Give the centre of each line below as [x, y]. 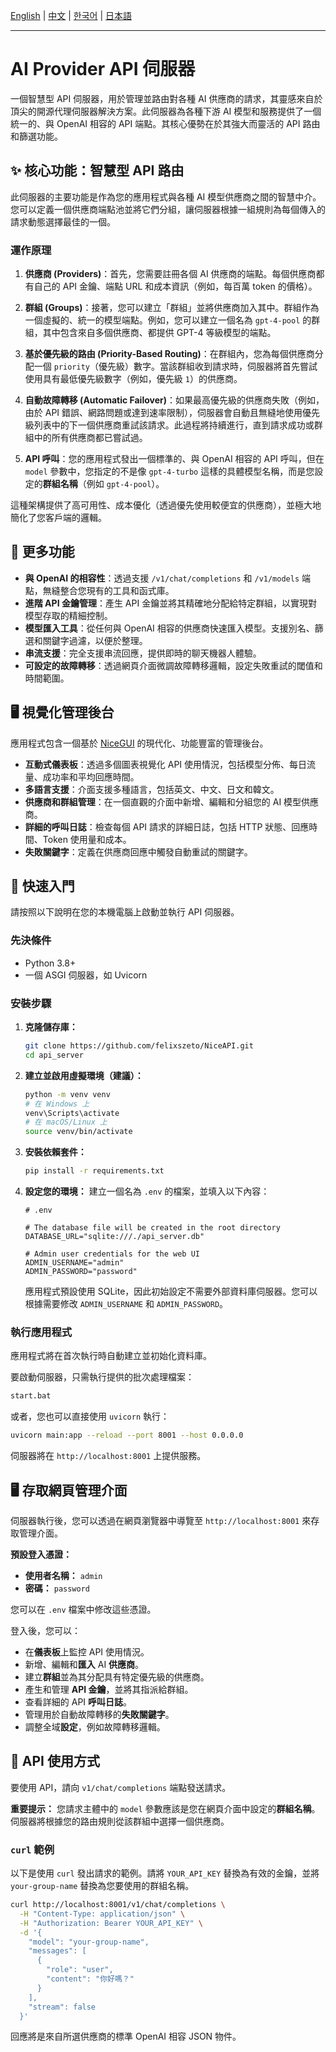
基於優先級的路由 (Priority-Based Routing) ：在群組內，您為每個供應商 [169, 354]
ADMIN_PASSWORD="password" [81, 1272]
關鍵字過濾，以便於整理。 [95, 640]
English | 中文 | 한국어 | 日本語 [71, 15]
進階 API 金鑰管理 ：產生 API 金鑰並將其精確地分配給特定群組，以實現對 [171, 603]
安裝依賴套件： [55, 1152]
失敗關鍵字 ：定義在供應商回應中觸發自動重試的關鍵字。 [138, 851]
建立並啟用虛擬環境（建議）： [84, 1075]
